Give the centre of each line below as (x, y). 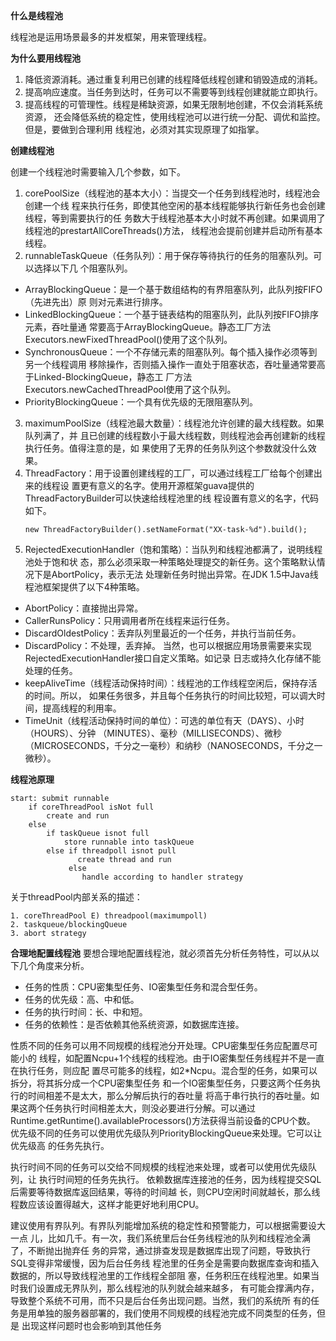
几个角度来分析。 (54, 965)
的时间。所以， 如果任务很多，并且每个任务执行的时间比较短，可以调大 (170, 695)
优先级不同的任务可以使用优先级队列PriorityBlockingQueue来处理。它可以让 (166, 1133)
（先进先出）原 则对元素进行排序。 (96, 302)
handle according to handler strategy (162, 877)
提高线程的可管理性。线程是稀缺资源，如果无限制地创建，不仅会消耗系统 (173, 104)
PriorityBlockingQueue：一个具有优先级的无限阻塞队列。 (141, 402)
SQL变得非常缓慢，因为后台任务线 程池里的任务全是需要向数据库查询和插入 (165, 1263)
